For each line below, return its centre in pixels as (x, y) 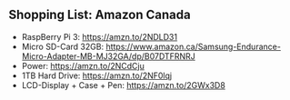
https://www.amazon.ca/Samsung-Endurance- (193, 46)
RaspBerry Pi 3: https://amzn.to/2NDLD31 (100, 36)
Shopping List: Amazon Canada (100, 15)
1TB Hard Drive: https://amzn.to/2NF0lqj (97, 75)
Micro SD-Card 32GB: (63, 46)
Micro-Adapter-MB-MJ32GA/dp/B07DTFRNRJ (109, 56)
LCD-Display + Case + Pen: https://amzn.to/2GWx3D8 (124, 85)
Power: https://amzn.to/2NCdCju (83, 65)
